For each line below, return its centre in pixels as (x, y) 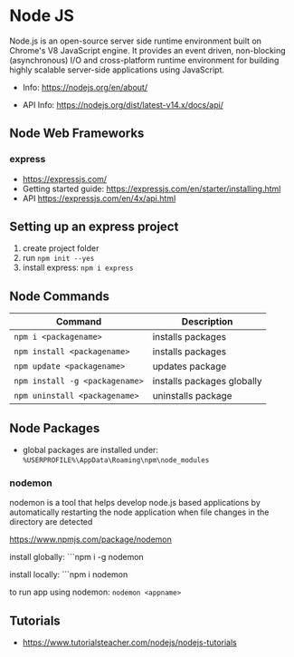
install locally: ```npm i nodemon (69, 575)
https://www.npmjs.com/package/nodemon (90, 539)
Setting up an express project (94, 227)
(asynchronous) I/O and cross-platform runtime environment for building (144, 60)
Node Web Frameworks (77, 134)
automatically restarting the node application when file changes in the (139, 512)
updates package (190, 366)
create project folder (61, 248)
